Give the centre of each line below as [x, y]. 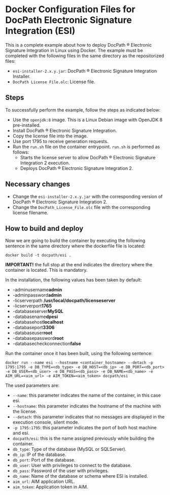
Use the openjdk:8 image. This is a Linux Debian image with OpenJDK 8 [88, 120]
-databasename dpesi [35, 317]
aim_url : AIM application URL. [44, 482]
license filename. [30, 213]
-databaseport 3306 [33, 328]
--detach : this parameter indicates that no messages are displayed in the [89, 417]
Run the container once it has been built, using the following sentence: [79, 353]
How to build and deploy [44, 228]
